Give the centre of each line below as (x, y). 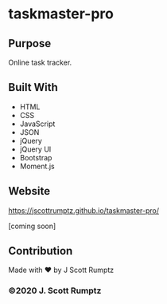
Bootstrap (36, 157)
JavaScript (37, 124)
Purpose (30, 43)
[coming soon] (32, 226)
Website (29, 191)
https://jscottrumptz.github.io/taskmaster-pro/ (84, 210)
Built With (33, 87)
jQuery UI (35, 149)
